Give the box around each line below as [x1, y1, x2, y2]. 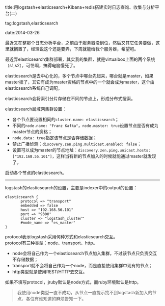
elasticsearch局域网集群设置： [5, 106, 67, 112]
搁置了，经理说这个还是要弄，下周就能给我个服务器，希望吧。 [13, 46, 138, 51]
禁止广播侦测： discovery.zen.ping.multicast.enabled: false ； [12, 141, 141, 147]
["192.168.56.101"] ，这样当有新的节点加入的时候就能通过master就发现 [12, 153, 157, 159]
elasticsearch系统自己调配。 [5, 85, 62, 91]
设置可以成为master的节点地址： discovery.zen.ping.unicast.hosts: [12, 147, 151, 153]
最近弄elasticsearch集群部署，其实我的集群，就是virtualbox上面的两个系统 [5, 56, 156, 62]
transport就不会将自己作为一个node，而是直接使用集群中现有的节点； [12, 263, 153, 268]
